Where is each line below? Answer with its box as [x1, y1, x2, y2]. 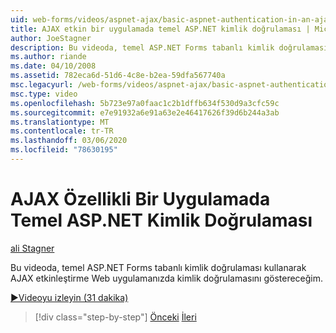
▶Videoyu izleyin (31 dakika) [10, 291, 129, 303]
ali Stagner [10, 242, 55, 254]
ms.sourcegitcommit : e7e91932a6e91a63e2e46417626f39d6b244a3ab [10, 107, 280, 118]
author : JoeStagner [10, 33, 92, 43]
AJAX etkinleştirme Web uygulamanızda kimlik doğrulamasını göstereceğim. [10, 272, 324, 284]
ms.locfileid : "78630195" [10, 145, 118, 155]
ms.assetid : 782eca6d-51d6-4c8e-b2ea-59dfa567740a [10, 71, 226, 81]
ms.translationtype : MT [10, 117, 110, 127]
